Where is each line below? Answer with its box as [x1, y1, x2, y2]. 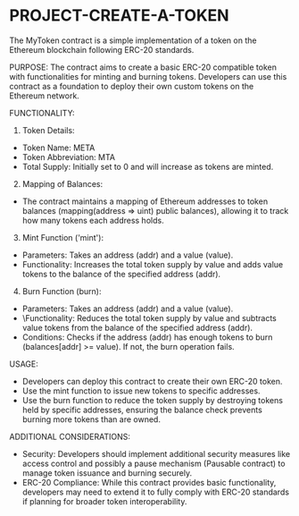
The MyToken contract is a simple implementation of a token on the [9, 35, 257, 46]
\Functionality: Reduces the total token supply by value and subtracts [21, 312, 277, 323]
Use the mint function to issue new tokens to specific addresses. [21, 385, 261, 396]
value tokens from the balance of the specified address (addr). [21, 322, 253, 333]
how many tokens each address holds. [21, 215, 164, 225]
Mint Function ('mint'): [21, 232, 104, 242]
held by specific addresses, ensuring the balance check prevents [21, 404, 263, 415]
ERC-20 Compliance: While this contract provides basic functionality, [21, 477, 277, 487]
